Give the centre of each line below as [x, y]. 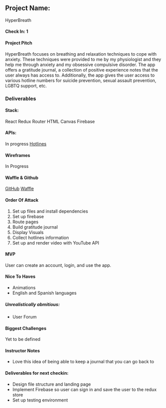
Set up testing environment [40, 400]
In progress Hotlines [26, 144]
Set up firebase [28, 216]
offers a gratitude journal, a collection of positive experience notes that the [82, 70]
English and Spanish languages [44, 293]
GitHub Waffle [19, 189]
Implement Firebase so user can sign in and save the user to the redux [84, 389]
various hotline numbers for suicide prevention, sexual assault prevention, [81, 80]
